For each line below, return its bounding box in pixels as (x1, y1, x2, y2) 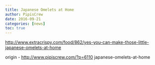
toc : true (5, 26, 26, 31)
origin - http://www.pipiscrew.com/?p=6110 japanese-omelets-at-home (5, 54, 151, 60)
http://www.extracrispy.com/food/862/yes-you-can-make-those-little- (5, 39, 150, 45)
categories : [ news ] (5, 21, 46, 26)
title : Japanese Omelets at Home (5, 7, 74, 12)
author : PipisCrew (5, 12, 43, 17)
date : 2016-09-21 (5, 16, 41, 21)
